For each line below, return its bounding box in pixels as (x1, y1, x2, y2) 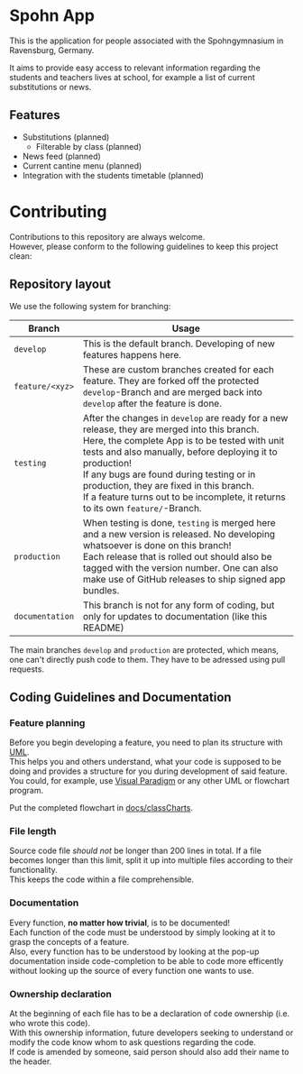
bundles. (82, 583, 120, 596)
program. (9, 785, 44, 796)
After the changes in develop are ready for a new (82, 411, 289, 424)
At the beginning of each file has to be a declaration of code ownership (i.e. (9, 1008, 290, 1019)
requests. (9, 664, 45, 675)
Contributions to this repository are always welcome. (9, 231, 206, 242)
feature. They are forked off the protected (82, 374, 260, 387)
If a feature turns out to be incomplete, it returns (82, 491, 286, 503)
